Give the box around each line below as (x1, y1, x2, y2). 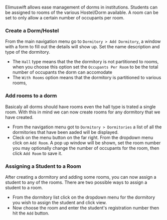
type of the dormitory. (5, 49, 50, 55)
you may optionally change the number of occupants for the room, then (12, 145, 160, 151)
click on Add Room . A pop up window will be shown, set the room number (12, 139, 161, 146)
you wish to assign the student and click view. (12, 199, 107, 206)
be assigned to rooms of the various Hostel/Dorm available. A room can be (5, 9, 159, 15)
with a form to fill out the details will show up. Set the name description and (5, 44, 160, 50)
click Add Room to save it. (12, 150, 62, 156)
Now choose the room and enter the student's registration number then (12, 205, 160, 211)
